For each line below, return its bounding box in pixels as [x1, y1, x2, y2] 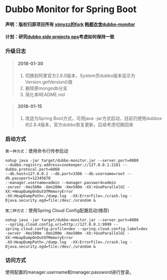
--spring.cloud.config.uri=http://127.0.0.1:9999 [5, 222, 112, 227]
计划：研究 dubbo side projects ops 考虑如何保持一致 [5, 34, 115, 40]
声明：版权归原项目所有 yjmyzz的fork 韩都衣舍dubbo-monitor [5, 21, 135, 27]
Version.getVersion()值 [25, 78, 73, 85]
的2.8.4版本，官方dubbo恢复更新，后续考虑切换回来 [25, 122, 134, 128]
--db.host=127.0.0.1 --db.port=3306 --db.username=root [5, 171, 125, 176]
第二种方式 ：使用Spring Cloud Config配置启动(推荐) [5, 208, 109, 213]
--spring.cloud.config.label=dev [77, 226, 148, 231]
